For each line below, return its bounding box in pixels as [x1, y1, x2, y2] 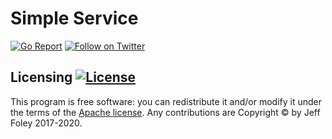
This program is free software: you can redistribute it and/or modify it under [10, 95, 322, 107]
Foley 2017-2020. [10, 117, 83, 129]
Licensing [10, 69, 73, 86]
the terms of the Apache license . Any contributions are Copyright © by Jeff [10, 106, 321, 118]
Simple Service [10, 7, 139, 30]
